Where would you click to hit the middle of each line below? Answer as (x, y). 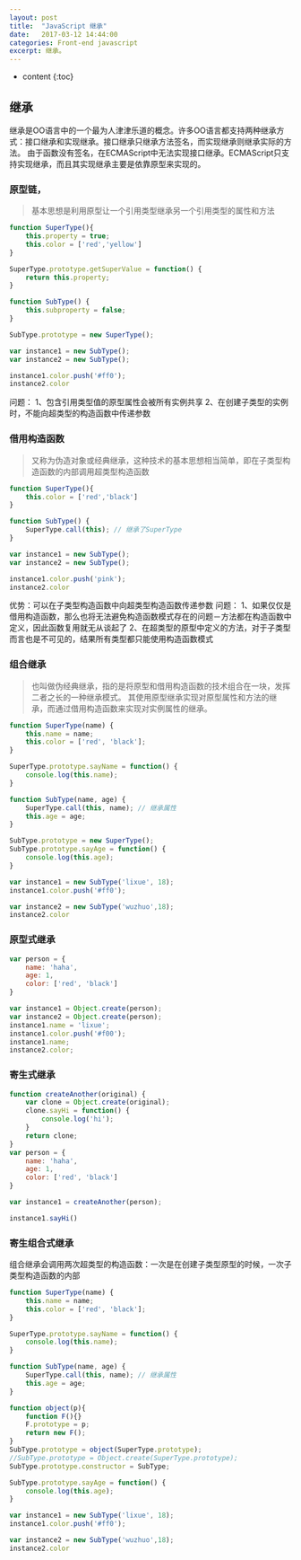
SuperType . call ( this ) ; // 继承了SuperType (103, 530)
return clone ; (52, 1136)
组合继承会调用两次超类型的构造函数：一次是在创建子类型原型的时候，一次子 (150, 1265)
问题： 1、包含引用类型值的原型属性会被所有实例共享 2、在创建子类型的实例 (149, 402)
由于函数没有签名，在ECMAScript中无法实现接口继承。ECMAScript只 (154, 153)
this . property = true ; (68, 236)
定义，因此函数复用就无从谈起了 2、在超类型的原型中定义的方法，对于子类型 (150, 628)
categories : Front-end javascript (74, 43)
